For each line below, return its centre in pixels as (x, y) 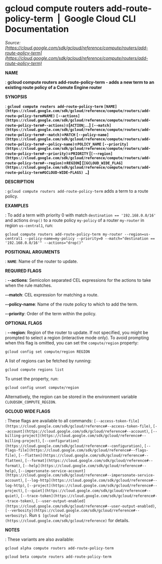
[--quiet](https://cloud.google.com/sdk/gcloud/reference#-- (88, 491)
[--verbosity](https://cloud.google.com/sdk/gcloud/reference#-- (72, 510)
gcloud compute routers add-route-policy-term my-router (64, 234)
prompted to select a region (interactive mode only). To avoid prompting (77, 337)
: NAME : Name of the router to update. (42, 261)
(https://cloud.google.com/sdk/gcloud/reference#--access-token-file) (78, 426)
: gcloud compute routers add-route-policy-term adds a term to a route (77, 191)
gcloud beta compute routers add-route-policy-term (58, 557)
